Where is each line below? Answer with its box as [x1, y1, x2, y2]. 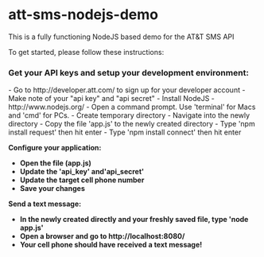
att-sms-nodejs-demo [8, 6, 159, 24]
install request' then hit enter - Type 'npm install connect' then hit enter [8, 127, 242, 137]
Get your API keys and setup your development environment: [8, 67, 249, 78]
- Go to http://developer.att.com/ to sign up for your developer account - [8, 85, 246, 95]
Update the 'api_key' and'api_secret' [19, 167, 145, 177]
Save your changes [19, 184, 85, 193]
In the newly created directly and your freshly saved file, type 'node [19, 215, 249, 224]
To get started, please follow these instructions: [8, 47, 165, 56]
